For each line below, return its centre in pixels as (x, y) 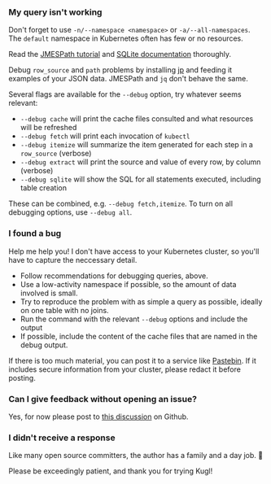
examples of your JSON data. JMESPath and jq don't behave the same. (128, 79)
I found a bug (35, 233)
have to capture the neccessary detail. (73, 259)
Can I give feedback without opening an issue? (103, 399)
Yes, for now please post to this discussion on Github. (98, 416)
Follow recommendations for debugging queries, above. (114, 276)
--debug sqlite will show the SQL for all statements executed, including (141, 179)
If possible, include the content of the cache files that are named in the (139, 336)
